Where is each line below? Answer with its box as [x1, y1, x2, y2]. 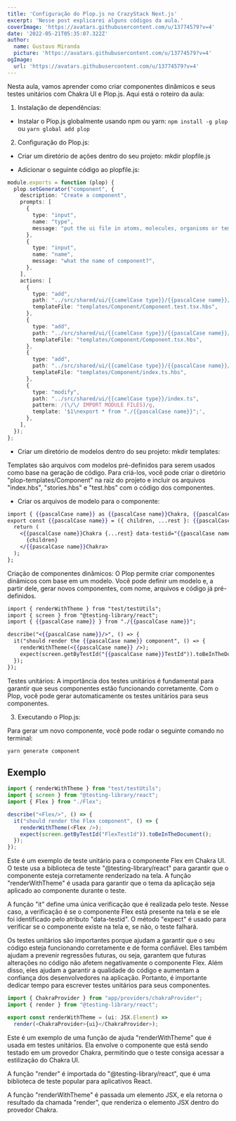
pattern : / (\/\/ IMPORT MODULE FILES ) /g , [32, 402, 156, 409]
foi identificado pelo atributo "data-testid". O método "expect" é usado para [7, 915, 226, 924]
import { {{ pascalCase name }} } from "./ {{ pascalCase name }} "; [7, 618, 197, 626]
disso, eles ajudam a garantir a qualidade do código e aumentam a [7, 966, 200, 974]
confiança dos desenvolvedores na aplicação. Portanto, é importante [7, 974, 207, 982]
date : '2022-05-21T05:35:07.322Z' [7, 30, 109, 37]
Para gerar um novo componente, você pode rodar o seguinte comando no [7, 726, 224, 735]
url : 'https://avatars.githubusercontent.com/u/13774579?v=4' [13, 63, 199, 70]
